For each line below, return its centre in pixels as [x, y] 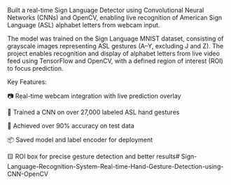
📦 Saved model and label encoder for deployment [80, 140]
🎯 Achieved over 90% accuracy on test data [71, 126]
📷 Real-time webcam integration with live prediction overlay [94, 96]
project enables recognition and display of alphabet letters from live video [114, 53]
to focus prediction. [35, 68]
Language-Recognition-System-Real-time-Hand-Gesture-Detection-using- [115, 166]
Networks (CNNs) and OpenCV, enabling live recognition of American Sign [115, 18]
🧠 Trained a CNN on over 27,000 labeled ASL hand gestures [93, 112]
